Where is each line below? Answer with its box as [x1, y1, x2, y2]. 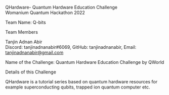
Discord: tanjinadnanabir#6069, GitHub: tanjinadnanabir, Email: [5, 44, 137, 50]
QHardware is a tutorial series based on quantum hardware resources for [5, 79, 158, 84]
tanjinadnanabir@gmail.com [5, 50, 64, 55]
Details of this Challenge [5, 69, 57, 75]
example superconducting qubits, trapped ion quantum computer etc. [5, 84, 150, 90]
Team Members [5, 29, 38, 35]
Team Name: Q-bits [5, 20, 47, 25]
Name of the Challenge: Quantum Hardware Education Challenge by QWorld [5, 59, 164, 65]
